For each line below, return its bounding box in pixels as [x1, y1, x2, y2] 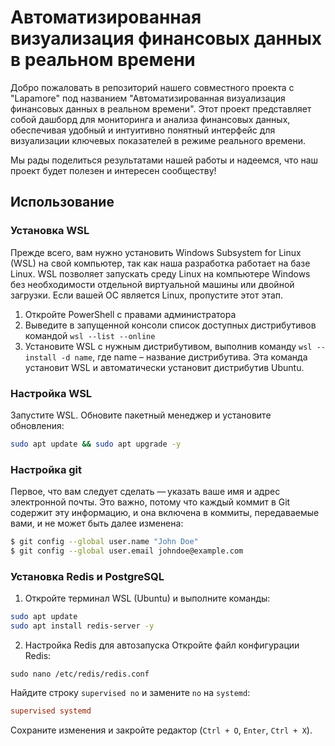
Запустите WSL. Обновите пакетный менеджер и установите [10, 409, 272, 421]
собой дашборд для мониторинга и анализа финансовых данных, [10, 113, 291, 125]
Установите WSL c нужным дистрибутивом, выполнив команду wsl [24, 340, 313, 352]
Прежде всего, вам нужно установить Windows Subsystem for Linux [10, 246, 302, 258]
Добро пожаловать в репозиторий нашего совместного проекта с [10, 81, 295, 93]
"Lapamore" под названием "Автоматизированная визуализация [10, 92, 286, 104]
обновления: [10, 419, 65, 431]
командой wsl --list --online [24, 329, 156, 341]
